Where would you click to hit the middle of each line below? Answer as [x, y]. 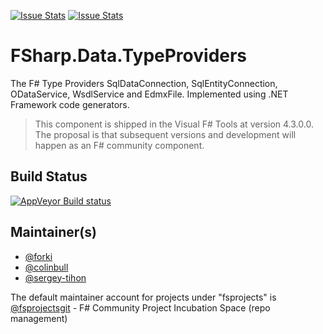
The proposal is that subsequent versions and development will [165, 134]
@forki [38, 256]
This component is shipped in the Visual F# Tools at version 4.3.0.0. [174, 124]
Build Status [49, 176]
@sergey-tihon [55, 277]
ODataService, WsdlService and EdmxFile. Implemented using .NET [149, 94]
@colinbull [46, 267]
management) [39, 318]
